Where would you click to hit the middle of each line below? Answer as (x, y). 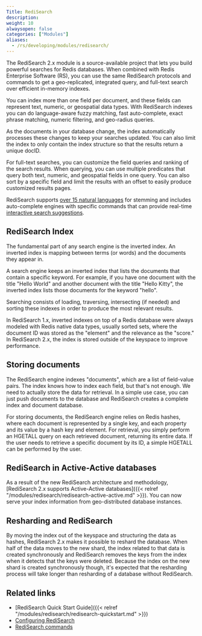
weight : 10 (20, 23)
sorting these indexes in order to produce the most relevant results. (90, 308)
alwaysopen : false (29, 29)
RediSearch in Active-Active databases (81, 467)
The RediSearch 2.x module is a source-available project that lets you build (99, 63)
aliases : (17, 40)
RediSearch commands (44, 626)
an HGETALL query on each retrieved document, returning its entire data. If (99, 436)
